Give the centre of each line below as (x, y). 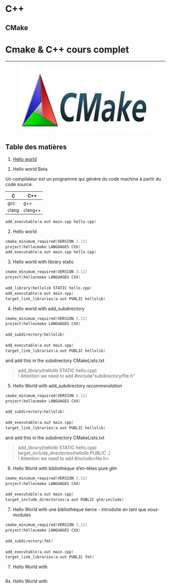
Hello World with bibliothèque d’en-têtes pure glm (65, 468)
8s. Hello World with (26, 581)
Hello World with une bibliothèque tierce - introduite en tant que (79, 509)
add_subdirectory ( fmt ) (29, 541)
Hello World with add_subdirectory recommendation (67, 386)
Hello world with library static (43, 262)
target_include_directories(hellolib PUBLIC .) (64, 453)
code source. (19, 185)
